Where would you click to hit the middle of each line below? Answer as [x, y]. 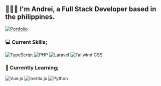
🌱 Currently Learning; [32, 68]
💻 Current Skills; [26, 42]
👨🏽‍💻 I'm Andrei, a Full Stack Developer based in [81, 9]
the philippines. [30, 17]
